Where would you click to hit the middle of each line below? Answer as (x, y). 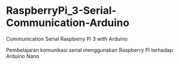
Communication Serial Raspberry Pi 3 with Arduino (67, 39)
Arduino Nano (23, 56)
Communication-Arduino (68, 23)
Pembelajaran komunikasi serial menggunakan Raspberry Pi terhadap (89, 50)
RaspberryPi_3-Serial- (61, 11)
